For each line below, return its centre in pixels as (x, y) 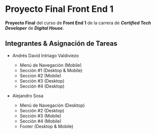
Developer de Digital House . (35, 28)
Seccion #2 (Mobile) (40, 76)
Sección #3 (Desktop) (42, 81)
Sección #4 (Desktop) (42, 86)
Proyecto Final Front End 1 (59, 9)
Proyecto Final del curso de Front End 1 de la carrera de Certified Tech (78, 23)
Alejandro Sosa (28, 95)
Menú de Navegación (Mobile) (51, 65)
